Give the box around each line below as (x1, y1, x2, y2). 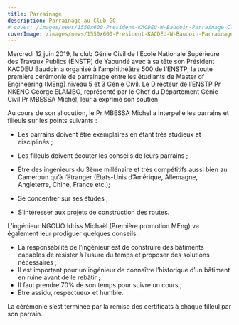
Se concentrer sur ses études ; (17, 194, 109, 203)
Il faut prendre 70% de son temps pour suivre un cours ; (17, 281, 183, 289)
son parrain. (7, 310, 43, 319)
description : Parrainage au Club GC (7, 17, 116, 24)
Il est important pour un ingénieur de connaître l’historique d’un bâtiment (17, 266, 230, 275)
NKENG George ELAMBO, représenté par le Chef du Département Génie (7, 87, 218, 96)
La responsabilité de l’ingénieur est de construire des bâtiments (17, 243, 204, 252)
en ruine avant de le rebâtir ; (17, 273, 101, 282)
